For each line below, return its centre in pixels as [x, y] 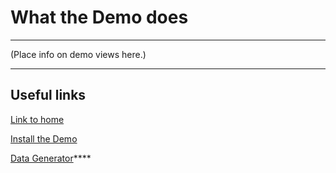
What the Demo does [99, 17]
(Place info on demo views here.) [78, 54]
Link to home [37, 119]
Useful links [48, 95]
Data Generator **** [51, 158]
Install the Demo [44, 138]
